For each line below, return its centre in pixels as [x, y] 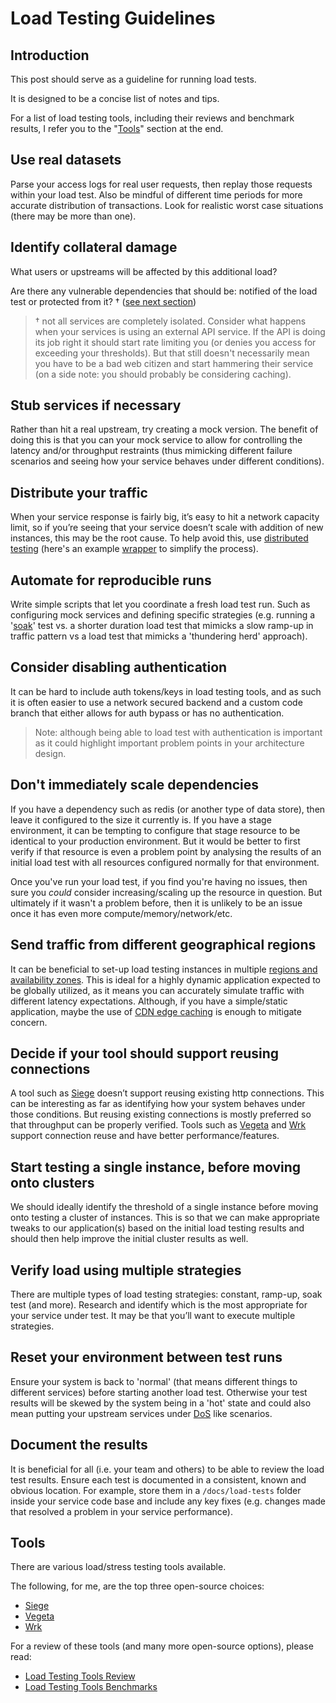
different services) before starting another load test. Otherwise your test [159, 1392]
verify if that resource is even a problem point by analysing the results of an [166, 851]
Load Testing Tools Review [80, 1676]
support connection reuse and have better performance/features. [145, 1136]
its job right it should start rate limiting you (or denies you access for [175, 342]
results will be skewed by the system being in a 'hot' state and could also [161, 1403]
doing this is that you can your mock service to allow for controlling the [156, 440]
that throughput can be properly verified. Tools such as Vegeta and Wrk [158, 1125]
